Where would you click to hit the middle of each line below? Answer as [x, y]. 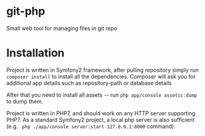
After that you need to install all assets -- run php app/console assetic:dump [102, 95]
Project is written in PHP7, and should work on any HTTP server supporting [101, 113]
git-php [26, 11]
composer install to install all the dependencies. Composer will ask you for [101, 76]
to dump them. [25, 101]
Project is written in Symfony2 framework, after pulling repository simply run [102, 70]
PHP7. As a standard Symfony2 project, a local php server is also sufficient [100, 119]
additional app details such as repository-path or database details [89, 83]
